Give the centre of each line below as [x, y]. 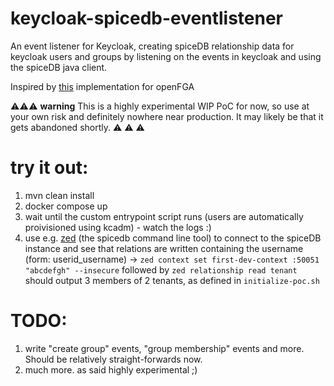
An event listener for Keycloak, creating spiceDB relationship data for [152, 46]
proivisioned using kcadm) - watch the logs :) [118, 227]
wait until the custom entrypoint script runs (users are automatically [164, 216]
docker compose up [66, 206]
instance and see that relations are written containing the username [164, 248]
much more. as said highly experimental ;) [111, 369]
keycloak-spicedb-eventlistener [147, 18]
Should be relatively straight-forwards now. [113, 359]
